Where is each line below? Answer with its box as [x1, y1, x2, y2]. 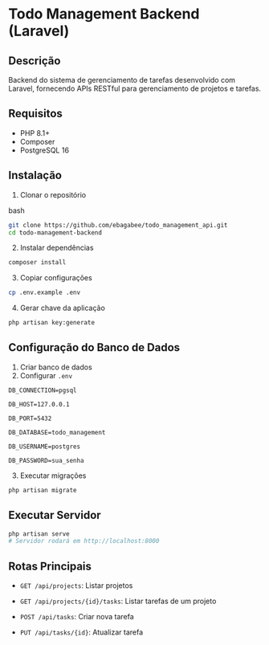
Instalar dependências [19, 243, 94, 253]
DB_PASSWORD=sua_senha [8, 456, 84, 464]
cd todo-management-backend [8, 228, 103, 237]
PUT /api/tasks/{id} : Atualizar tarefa [19, 627, 144, 637]
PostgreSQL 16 [19, 145, 70, 155]
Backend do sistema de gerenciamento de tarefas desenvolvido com [8, 76, 235, 84]
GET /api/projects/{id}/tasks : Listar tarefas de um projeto [19, 596, 217, 606]
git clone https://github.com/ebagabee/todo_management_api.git [8, 221, 228, 229]
